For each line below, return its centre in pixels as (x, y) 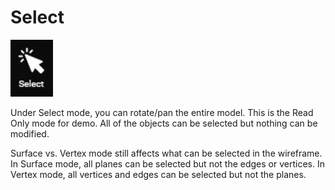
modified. (30, 133)
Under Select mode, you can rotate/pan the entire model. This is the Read (162, 112)
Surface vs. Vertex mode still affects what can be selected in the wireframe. (166, 153)
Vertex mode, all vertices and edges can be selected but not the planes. (158, 174)
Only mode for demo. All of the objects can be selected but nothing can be (164, 123)
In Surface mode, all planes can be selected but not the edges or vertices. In (167, 163)
